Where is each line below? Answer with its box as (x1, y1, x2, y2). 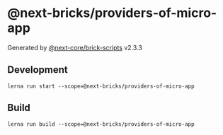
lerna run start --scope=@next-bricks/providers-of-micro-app (7, 83, 195, 90)
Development (7, 64, 69, 76)
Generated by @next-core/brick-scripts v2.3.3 (7, 43, 143, 52)
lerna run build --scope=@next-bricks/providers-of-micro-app (7, 120, 195, 128)
